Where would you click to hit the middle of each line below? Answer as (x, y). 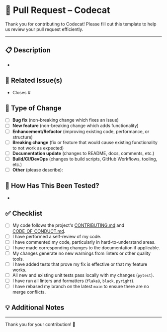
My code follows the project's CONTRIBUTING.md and (68, 225)
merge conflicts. (29, 292)
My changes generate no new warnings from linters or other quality (81, 253)
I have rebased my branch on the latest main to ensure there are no (81, 286)
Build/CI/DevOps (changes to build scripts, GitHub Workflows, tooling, (85, 159)
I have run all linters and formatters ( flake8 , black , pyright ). (73, 281)
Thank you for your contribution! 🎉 (40, 324)
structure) (23, 137)
